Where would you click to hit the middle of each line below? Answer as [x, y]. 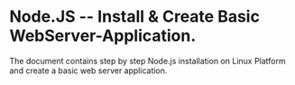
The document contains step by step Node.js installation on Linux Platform [147, 61]
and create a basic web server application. [88, 71]
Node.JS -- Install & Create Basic [134, 17]
